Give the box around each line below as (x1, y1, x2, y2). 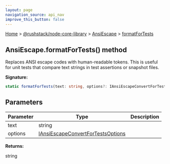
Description (131, 113, 159, 120)
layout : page (5, 7, 33, 13)
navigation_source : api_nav (5, 12, 65, 17)
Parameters (5, 98, 43, 107)
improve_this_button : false (5, 17, 65, 22)
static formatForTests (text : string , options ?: (5, 84, 108, 89)
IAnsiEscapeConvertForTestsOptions (38, 130, 126, 137)
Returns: (5, 143, 24, 149)
